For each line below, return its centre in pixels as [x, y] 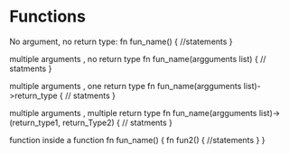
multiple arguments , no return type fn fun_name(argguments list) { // [138, 59]
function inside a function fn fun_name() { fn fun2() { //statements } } [137, 140]
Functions [47, 17]
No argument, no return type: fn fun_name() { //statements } [121, 41]
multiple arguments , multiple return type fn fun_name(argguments [133, 113]
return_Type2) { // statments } [117, 122]
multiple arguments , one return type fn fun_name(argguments [126, 86]
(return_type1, [35, 122]
